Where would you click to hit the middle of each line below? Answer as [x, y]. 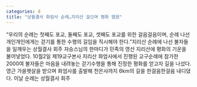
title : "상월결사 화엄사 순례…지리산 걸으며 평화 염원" [64, 17]
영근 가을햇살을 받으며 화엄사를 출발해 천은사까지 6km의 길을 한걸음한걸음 [91, 71]
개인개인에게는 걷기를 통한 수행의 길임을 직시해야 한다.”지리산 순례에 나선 [90, 41]
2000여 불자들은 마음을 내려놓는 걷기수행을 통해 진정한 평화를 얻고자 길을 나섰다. [99, 63]
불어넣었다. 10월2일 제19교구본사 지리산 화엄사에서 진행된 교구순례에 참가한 [92, 56]
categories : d [24, 11]
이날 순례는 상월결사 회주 [42, 78]
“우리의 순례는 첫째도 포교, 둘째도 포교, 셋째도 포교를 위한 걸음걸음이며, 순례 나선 [98, 34]
